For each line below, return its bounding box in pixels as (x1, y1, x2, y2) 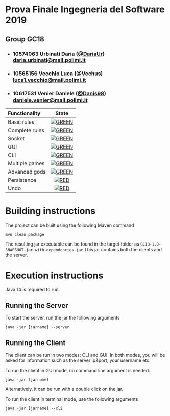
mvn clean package (5, 232, 44, 237)
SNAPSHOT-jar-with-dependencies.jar (5, 247, 83, 252)
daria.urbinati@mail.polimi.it (12, 56, 86, 63)
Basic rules (8, 118, 35, 126)
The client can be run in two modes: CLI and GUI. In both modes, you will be (5, 352, 165, 358)
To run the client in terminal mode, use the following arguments (5, 396, 138, 402)
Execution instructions (5, 270, 104, 281)
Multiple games (8, 160, 45, 167)
